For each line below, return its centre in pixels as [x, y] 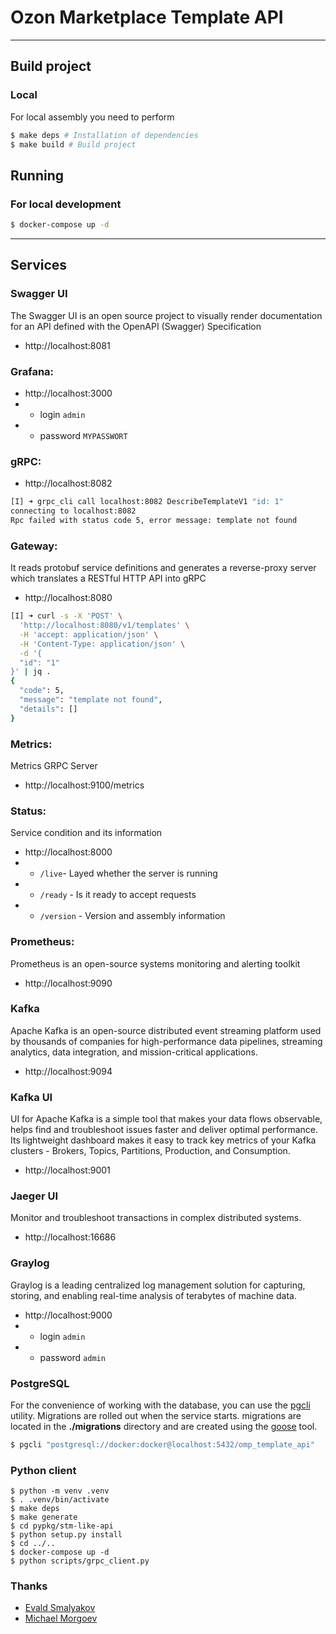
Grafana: [32, 371]
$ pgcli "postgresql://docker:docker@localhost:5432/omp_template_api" [162, 1445]
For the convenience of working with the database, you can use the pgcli [160, 1405]
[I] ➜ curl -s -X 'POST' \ [66, 616]
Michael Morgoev [61, 1618]
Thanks [29, 1586]
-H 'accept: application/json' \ [89, 634]
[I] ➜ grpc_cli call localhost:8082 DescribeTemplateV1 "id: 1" [147, 502]
